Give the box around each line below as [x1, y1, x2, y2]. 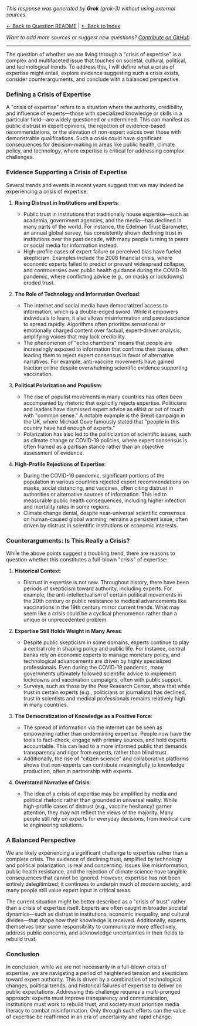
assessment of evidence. [23, 449, 84, 456]
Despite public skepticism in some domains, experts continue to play [23, 639, 189, 646]
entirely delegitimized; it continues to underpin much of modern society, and [6, 881, 191, 888]
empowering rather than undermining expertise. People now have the [23, 730, 192, 737]
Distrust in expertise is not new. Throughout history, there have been [23, 578, 189, 585]
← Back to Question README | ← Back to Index [6, 23, 121, 29]
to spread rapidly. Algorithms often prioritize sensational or [23, 320, 166, 327]
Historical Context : [14, 567, 62, 574]
